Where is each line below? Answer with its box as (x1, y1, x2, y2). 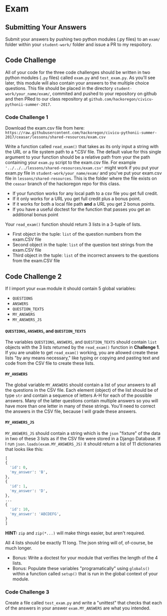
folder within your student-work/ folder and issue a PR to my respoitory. (5, 42, 152, 48)
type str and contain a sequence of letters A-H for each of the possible (5, 392, 152, 398)
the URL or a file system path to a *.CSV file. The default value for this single (5, 149, 162, 155)
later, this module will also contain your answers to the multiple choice (5, 80, 150, 86)
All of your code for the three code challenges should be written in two (5, 69, 151, 75)
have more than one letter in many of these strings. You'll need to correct (5, 403, 156, 409)
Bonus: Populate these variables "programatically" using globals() (12, 565, 150, 571)
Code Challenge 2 (5, 272, 62, 281)
